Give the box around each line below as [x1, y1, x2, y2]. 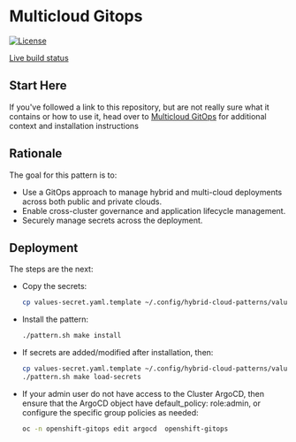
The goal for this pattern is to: [9, 170, 118, 180]
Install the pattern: [21, 314, 88, 324]
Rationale [9, 146, 63, 161]
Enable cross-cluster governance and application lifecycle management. [21, 205, 286, 216]
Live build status [9, 52, 69, 63]
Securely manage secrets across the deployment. [21, 215, 203, 225]
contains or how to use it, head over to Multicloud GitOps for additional [9, 110, 267, 121]
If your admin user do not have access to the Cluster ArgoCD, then [21, 388, 265, 399]
